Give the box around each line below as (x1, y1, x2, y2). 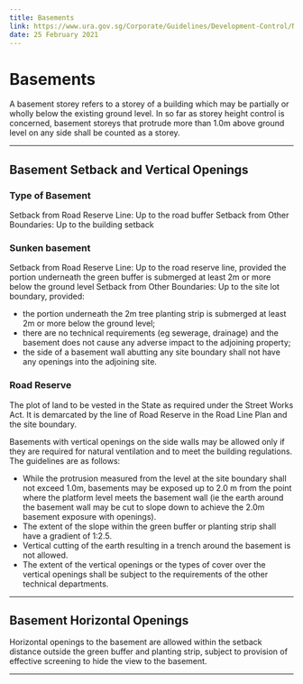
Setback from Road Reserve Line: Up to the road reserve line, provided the (9, 263, 287, 273)
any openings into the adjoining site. (22, 356, 158, 367)
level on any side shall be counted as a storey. (9, 127, 180, 138)
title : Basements (9, 13, 75, 23)
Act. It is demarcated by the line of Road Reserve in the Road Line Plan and (9, 409, 288, 420)
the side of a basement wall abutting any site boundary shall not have (22, 347, 281, 357)
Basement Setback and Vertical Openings (9, 162, 249, 177)
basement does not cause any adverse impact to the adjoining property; (22, 337, 291, 348)
